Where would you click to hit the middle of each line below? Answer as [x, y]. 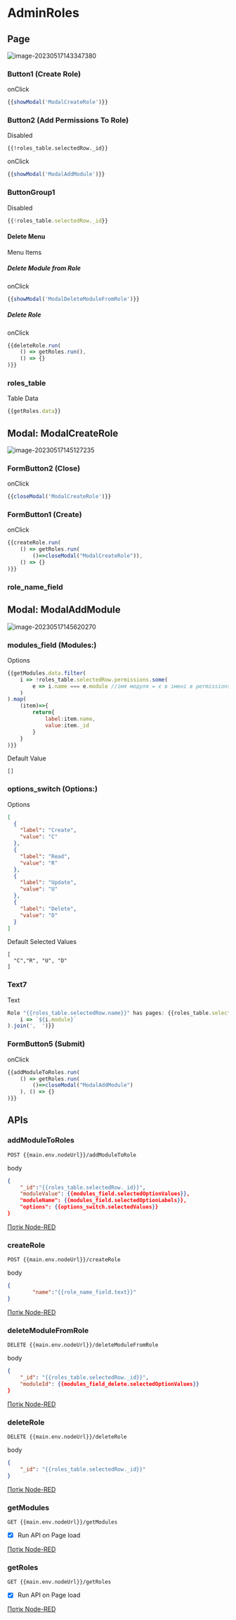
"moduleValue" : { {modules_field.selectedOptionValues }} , [105, 1194]
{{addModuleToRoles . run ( [44, 1072]
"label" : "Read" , [45, 856]
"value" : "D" [39, 915]
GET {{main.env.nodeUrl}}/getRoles [59, 1582]
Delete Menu [26, 236]
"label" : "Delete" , [48, 909]
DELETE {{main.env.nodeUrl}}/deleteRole [67, 1436]
